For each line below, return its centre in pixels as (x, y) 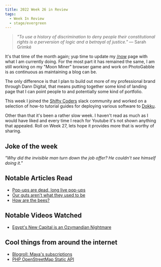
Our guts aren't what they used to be (49, 195)
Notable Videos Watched (44, 215)
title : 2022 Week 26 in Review (37, 9)
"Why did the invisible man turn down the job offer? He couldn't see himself (80, 158)
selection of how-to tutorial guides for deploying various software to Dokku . (80, 106)
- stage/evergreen (28, 23)
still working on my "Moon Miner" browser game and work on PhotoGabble (80, 67)
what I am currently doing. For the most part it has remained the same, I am (80, 62)
